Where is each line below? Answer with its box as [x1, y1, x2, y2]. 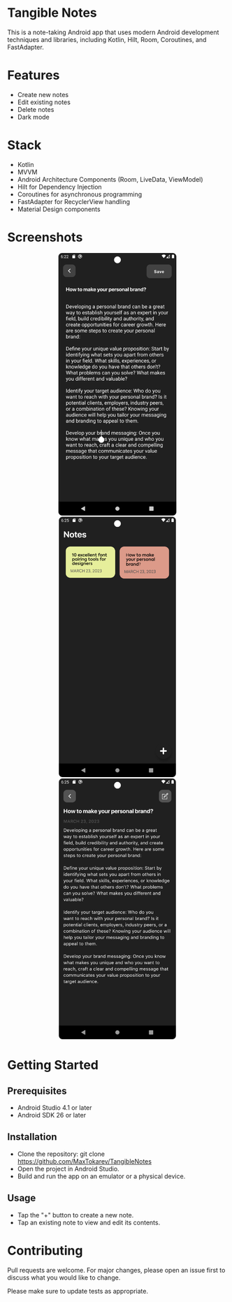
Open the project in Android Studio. [17, 1164, 120, 1173]
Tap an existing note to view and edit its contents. [17, 1218, 161, 1227]
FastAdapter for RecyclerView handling [17, 197, 131, 205]
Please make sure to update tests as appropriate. [7, 1287, 149, 1295]
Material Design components [17, 205, 101, 213]
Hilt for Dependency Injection [17, 182, 103, 191]
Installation [7, 1131, 57, 1143]
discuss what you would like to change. [7, 1273, 121, 1282]
